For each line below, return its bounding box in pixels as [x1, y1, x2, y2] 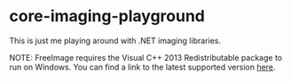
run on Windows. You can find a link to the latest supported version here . [9, 62, 276, 72]
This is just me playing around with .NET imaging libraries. [9, 35, 222, 46]
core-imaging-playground [9, 6, 206, 26]
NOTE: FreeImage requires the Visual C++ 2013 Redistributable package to [9, 52, 282, 63]
